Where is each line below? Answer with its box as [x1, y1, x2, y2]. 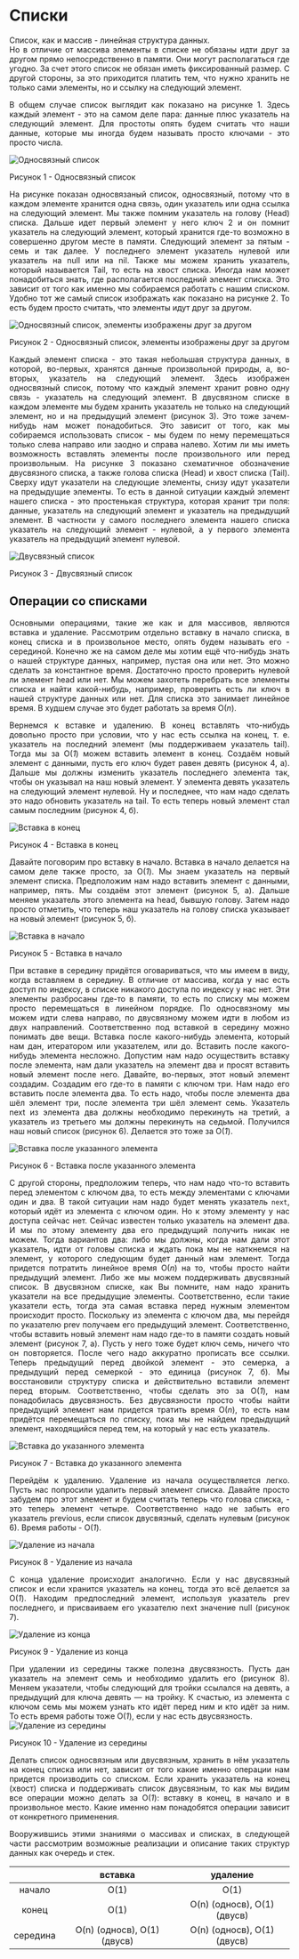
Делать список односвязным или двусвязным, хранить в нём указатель [9, 1754, 290, 1765]
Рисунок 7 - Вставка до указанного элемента [9, 1457, 182, 1468]
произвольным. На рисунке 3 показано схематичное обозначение [9, 457, 290, 468]
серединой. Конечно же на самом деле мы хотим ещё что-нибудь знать [9, 646, 290, 657]
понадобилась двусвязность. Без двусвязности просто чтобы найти [9, 1394, 290, 1406]
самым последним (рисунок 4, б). [9, 804, 140, 815]
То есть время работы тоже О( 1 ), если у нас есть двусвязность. [9, 1710, 254, 1721]
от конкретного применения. [9, 1811, 120, 1822]
